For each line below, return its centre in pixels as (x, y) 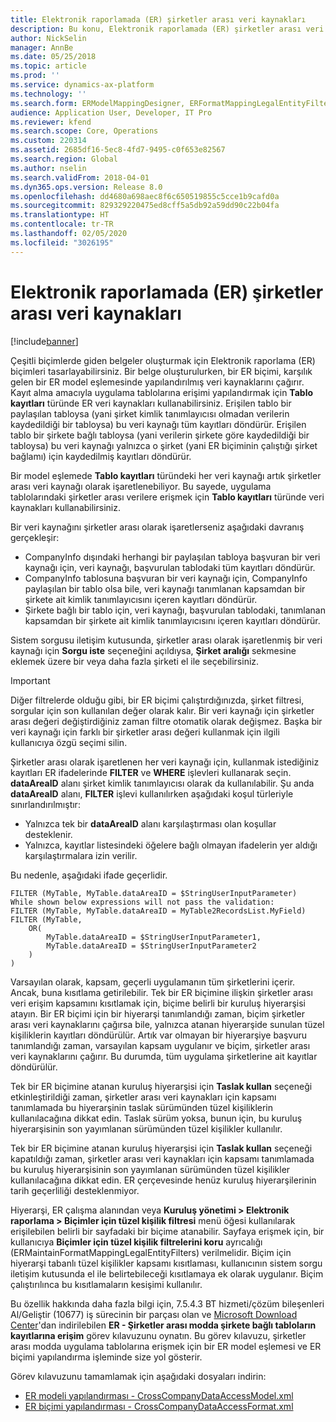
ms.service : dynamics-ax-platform (82, 85)
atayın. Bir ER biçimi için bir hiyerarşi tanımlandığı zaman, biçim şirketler (157, 1013)
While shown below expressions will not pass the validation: (142, 902)
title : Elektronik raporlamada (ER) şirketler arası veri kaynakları (158, 19)
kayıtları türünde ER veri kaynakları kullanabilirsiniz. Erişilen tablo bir (151, 403)
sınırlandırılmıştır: (45, 804)
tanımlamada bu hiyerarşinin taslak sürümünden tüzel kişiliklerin (142, 1107)
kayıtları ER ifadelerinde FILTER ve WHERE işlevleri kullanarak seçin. (151, 772)
